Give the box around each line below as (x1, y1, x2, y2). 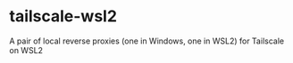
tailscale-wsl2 (9, 6, 118, 27)
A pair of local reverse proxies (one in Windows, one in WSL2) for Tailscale (9, 35, 284, 46)
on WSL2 (9, 44, 43, 55)
